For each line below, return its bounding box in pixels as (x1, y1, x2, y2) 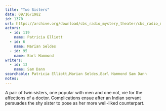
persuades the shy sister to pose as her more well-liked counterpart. (5, 100, 145, 106)
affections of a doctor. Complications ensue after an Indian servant (5, 95, 141, 101)
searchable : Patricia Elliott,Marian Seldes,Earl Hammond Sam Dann (5, 72, 147, 76)
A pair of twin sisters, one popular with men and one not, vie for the (5, 89, 143, 95)
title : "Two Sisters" (5, 7, 50, 12)
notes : (5, 76, 19, 81)
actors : (5, 26, 21, 31)
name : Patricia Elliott (14, 35, 63, 40)
